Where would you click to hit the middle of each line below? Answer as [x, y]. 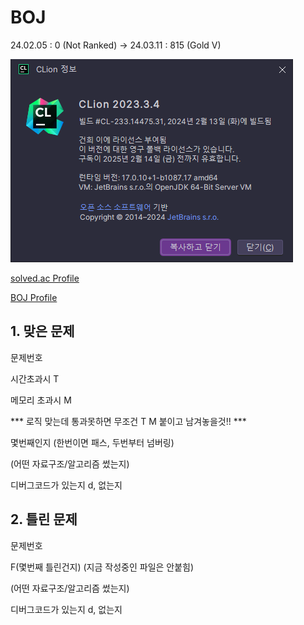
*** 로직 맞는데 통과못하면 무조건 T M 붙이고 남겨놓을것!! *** [128, 421]
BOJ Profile [34, 297]
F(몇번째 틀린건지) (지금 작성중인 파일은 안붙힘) [102, 567]
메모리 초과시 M [41, 400]
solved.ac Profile [45, 278]
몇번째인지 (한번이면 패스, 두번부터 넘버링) [92, 442]
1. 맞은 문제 [42, 331]
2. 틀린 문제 [44, 519]
